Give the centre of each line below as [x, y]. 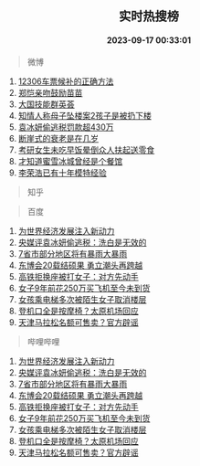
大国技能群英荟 [46, 104]
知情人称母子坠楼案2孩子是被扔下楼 [85, 115]
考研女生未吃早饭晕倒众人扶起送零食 [86, 150]
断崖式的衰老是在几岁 [58, 138]
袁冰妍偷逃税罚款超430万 [66, 127]
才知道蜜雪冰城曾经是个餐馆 [70, 161]
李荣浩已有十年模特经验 [62, 173]
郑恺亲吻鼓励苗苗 [50, 92]
